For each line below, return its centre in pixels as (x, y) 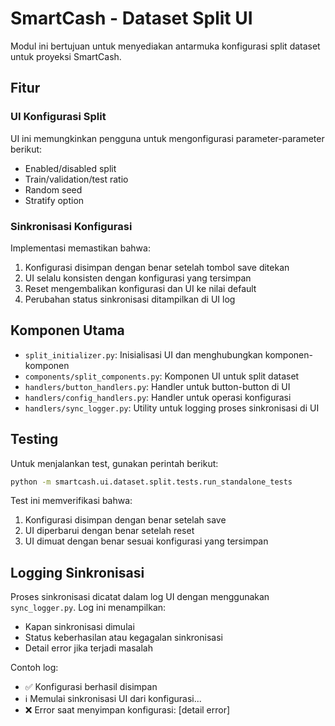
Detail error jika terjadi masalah (88, 648)
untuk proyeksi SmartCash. (66, 56)
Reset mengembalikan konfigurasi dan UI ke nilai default (140, 288)
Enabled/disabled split (70, 168)
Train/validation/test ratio (76, 179)
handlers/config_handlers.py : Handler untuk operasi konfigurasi (158, 397)
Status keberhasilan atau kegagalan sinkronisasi (123, 638)
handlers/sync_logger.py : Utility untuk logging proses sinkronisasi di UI (172, 408)
